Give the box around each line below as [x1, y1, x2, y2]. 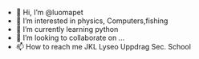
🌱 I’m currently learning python [15, 25, 119, 33]
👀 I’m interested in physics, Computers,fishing [15, 16, 169, 26]
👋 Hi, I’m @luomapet [15, 8, 84, 17]
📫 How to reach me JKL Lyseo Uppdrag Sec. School [15, 42, 191, 51]
